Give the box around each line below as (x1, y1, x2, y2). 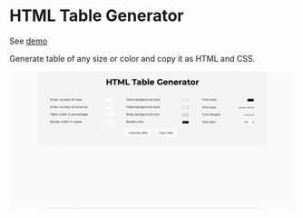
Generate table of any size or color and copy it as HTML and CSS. (9, 53, 256, 64)
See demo (9, 35, 48, 46)
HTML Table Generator (9, 5, 184, 26)
